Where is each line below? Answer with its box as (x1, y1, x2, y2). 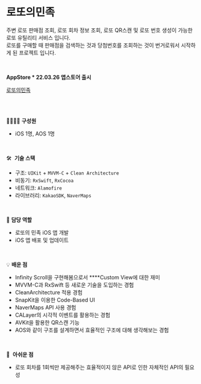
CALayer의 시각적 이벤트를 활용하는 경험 (14, 311, 111, 318)
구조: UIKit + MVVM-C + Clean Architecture (14, 169, 119, 176)
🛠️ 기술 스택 (6, 154, 36, 161)
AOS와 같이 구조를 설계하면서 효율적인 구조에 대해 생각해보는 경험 (14, 326, 169, 333)
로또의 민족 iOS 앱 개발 (14, 229, 69, 236)
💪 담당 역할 (6, 216, 32, 223)
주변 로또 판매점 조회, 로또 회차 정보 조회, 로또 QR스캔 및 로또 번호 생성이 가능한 (6, 26, 193, 34)
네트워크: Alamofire (14, 184, 62, 191)
